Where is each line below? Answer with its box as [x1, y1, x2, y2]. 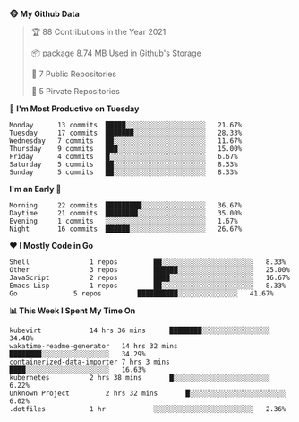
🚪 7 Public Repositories [30, 68, 117, 79]
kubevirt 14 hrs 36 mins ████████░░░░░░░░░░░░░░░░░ [9, 326, 270, 335]
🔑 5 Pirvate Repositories [30, 86, 121, 96]
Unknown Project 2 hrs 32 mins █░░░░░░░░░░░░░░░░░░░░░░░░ [9, 389, 286, 398]
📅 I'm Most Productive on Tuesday [9, 103, 140, 114]
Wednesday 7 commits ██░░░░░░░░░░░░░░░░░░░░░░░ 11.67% [9, 136, 243, 145]
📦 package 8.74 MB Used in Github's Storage [30, 48, 201, 58]
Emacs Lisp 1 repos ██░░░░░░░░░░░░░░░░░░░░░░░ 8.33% [9, 281, 286, 290]
